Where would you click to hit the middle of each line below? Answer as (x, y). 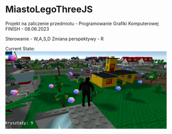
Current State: (20, 48)
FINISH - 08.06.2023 (27, 29)
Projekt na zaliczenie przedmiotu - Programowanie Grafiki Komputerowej (82, 23)
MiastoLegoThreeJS (49, 9)
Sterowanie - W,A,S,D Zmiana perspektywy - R (55, 39)
